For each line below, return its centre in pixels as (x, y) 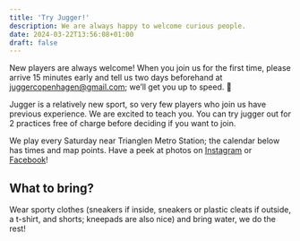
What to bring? (51, 188)
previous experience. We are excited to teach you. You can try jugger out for (150, 114)
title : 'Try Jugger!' (50, 17)
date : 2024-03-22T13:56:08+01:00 (72, 34)
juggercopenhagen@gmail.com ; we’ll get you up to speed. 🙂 (120, 87)
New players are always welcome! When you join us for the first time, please (150, 68)
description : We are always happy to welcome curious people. (128, 26)
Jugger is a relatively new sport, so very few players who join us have (138, 105)
